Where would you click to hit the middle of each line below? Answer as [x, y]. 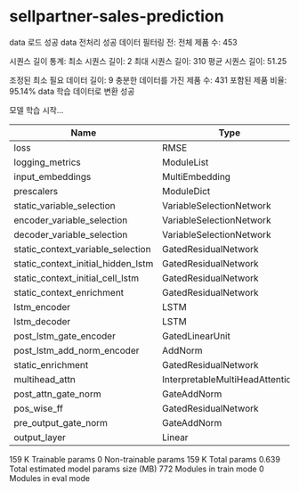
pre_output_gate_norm [61, 422]
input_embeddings [53, 176]
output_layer [40, 437]
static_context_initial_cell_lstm [77, 278]
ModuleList [185, 162]
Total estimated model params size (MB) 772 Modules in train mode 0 [137, 469]
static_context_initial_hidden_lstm [84, 263]
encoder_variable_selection [71, 220]
